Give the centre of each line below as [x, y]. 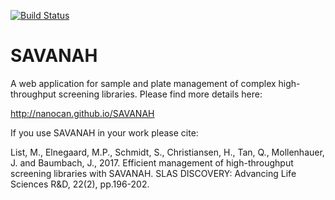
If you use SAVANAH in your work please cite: [104, 132]
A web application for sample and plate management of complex [143, 83]
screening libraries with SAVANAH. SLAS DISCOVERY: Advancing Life [153, 173]
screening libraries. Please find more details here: [160, 94]
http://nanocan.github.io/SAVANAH [82, 113]
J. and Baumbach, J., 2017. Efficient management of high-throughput [152, 162]
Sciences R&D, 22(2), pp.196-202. [80, 184]
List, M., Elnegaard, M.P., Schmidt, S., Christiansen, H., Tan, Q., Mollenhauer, [167, 152]
